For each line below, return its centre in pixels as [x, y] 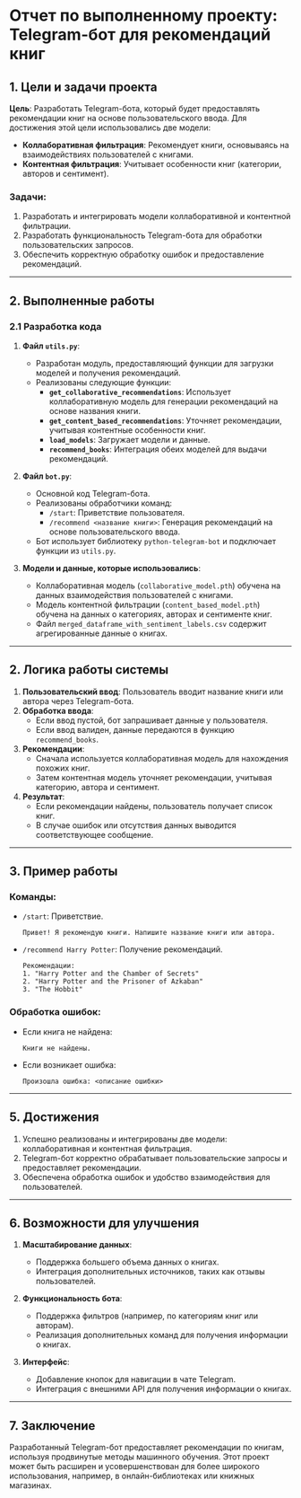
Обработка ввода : [58, 710]
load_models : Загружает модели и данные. [129, 439]
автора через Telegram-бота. [78, 701]
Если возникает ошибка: [69, 1064]
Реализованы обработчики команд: [104, 503]
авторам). [55, 1326]
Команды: [33, 897]
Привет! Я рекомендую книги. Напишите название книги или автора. [149, 933]
